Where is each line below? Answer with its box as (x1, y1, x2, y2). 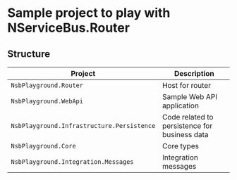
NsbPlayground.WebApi (11, 97, 83, 105)
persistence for (162, 121, 213, 131)
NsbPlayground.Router (11, 82, 83, 89)
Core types (162, 141, 200, 150)
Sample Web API (162, 92, 217, 101)
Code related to (162, 112, 214, 122)
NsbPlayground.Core (11, 142, 76, 150)
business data (162, 130, 209, 139)
